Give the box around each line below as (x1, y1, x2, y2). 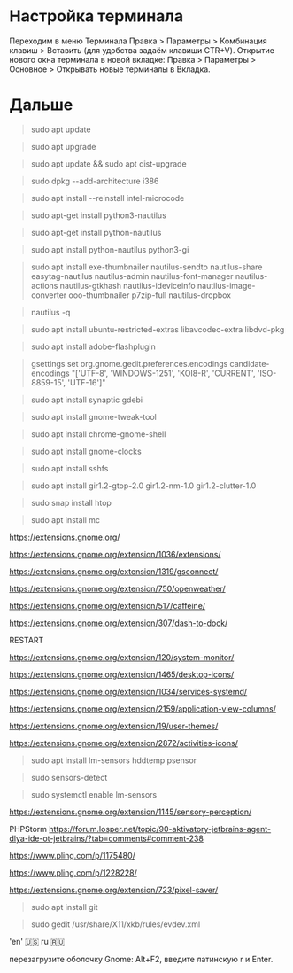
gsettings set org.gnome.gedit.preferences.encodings (30, 358, 228, 369)
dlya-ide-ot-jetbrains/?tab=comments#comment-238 (9, 833, 204, 844)
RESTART (9, 634, 44, 645)
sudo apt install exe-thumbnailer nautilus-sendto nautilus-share (30, 261, 263, 272)
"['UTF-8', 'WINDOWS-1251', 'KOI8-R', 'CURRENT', (71, 368, 256, 378)
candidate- (229, 358, 270, 369)
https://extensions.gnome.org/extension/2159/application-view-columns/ (9, 703, 277, 714)
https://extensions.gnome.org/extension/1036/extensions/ (9, 549, 221, 559)
